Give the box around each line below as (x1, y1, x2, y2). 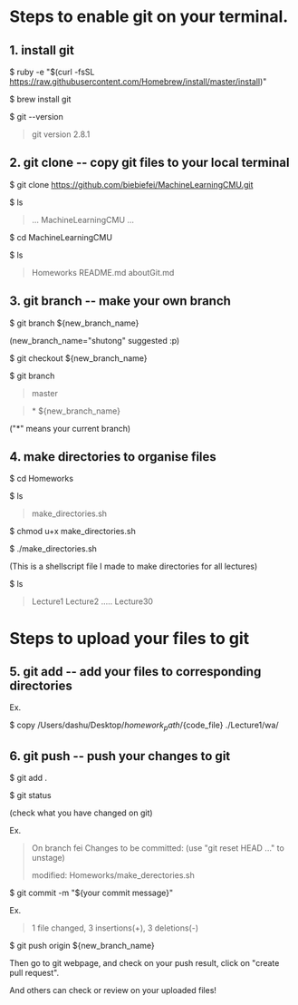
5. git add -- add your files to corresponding (9, 664, 262, 679)
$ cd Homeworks (9, 473, 74, 484)
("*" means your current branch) (9, 423, 131, 434)
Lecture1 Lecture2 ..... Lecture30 (31, 596, 154, 607)
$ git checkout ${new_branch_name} (9, 352, 148, 364)
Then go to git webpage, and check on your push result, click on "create (9, 958, 280, 969)
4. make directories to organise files (9, 449, 217, 464)
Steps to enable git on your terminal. (9, 6, 289, 27)
